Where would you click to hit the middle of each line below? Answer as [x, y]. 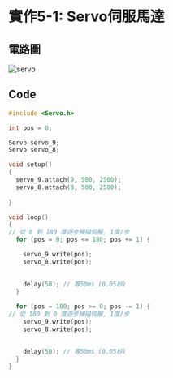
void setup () [30, 165]
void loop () [28, 217]
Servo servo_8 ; [34, 150]
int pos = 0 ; [30, 128]
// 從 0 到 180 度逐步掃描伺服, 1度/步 [69, 232]
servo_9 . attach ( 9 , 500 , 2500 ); [69, 180]
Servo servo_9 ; [34, 143]
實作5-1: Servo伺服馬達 [86, 17]
